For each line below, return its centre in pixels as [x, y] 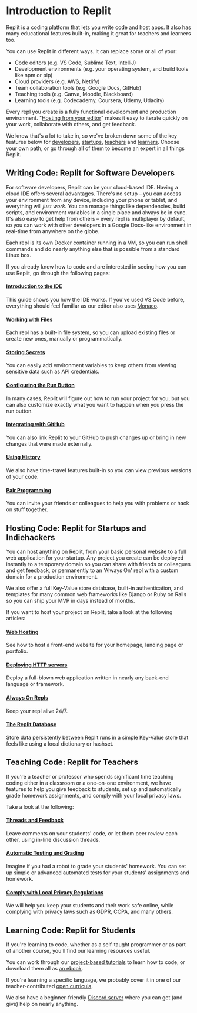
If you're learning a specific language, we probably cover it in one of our [94, 980]
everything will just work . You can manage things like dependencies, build [96, 206]
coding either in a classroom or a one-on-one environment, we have [89, 783]
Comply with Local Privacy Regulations [55, 892]
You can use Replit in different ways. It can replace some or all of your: [92, 51]
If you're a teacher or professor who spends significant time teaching [90, 776]
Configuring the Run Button [40, 385]
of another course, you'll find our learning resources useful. [79, 951]
